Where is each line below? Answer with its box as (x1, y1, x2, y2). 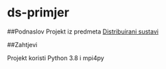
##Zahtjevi (7, 40, 38, 49)
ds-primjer (7, 5, 70, 20)
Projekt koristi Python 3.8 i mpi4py (7, 53, 104, 62)
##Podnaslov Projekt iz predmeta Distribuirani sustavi (7, 27, 159, 36)
